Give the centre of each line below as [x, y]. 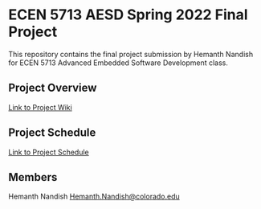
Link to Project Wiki [40, 107]
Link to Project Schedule [49, 152]
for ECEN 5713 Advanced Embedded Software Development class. [118, 63]
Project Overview [53, 88]
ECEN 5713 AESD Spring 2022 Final [128, 15]
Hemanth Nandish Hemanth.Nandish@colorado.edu [94, 197]
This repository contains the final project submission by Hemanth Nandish [131, 54]
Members [33, 177]
